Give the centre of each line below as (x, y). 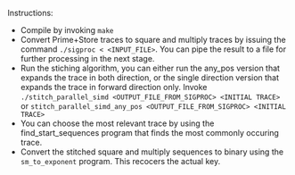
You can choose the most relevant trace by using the (117, 123)
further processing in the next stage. (87, 58)
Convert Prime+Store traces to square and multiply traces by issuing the (153, 40)
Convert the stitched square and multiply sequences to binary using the (152, 152)
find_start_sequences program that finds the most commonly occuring (149, 133)
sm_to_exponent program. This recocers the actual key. (120, 161)
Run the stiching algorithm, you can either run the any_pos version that (150, 68)
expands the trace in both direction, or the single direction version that (150, 78)
